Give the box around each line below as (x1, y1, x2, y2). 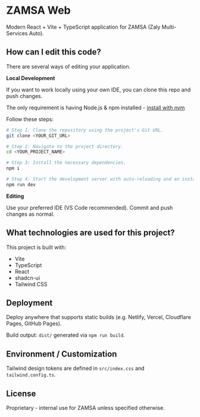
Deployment (6, 298, 53, 308)
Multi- (161, 23, 177, 30)
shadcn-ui (14, 274, 40, 281)
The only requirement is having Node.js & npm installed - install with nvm (6, 104, 185, 111)
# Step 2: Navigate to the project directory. (6, 143, 124, 149)
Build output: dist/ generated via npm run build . (6, 332, 125, 339)
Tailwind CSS (14, 280, 48, 287)
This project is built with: (6, 243, 67, 251)
